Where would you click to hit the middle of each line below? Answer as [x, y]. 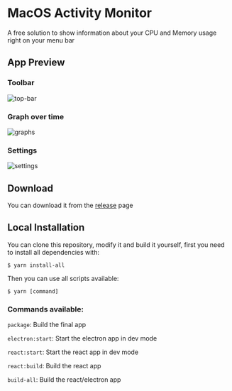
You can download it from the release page [70, 205]
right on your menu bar [41, 40]
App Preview [36, 63]
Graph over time [36, 116]
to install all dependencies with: [53, 252]
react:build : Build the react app [54, 366]
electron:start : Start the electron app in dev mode [82, 338]
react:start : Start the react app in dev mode [73, 352]
